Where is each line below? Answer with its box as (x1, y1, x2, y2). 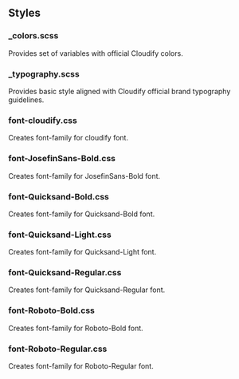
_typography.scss (8, 68, 80, 79)
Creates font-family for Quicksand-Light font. (8, 247, 157, 257)
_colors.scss (8, 30, 59, 41)
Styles (8, 6, 41, 20)
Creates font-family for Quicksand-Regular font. (8, 285, 166, 294)
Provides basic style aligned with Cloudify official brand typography (8, 86, 231, 96)
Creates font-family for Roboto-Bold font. (8, 323, 143, 333)
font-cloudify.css (8, 115, 77, 126)
